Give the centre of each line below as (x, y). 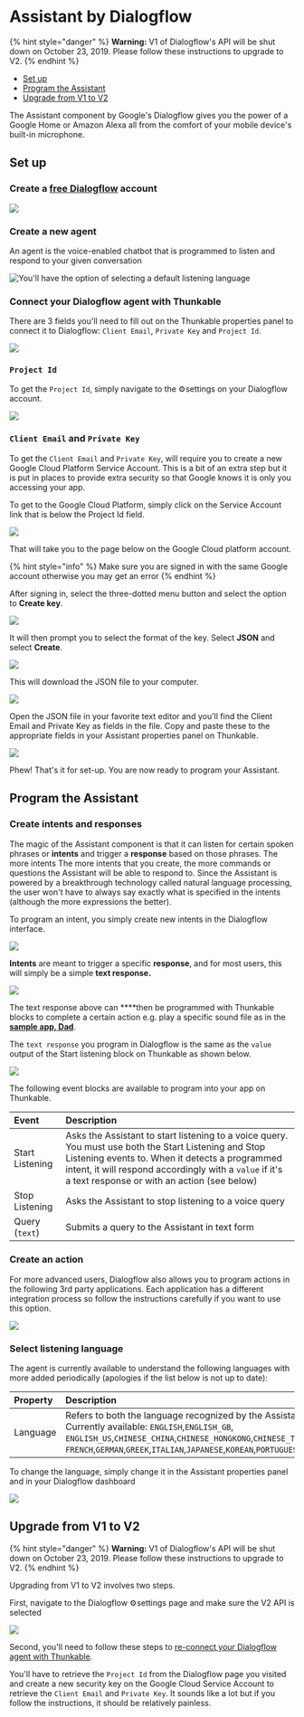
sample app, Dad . (43, 1026)
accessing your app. (47, 487)
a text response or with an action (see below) (161, 1181)
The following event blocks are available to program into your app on (138, 1088)
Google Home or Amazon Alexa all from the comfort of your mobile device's (151, 125)
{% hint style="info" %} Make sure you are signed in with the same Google (148, 566)
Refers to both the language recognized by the (164, 1416)
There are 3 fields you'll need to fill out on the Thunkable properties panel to (152, 321)
